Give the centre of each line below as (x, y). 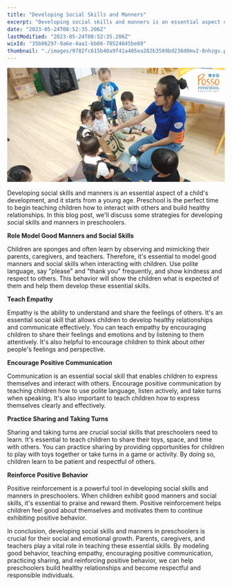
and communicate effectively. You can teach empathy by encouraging (107, 328)
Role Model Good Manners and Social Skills (71, 236)
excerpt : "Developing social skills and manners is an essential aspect (114, 22)
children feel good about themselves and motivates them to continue (105, 511)
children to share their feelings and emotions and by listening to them (106, 334)
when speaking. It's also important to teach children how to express (104, 398)
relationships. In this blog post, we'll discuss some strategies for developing (115, 215)
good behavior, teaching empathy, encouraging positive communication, (110, 554)
